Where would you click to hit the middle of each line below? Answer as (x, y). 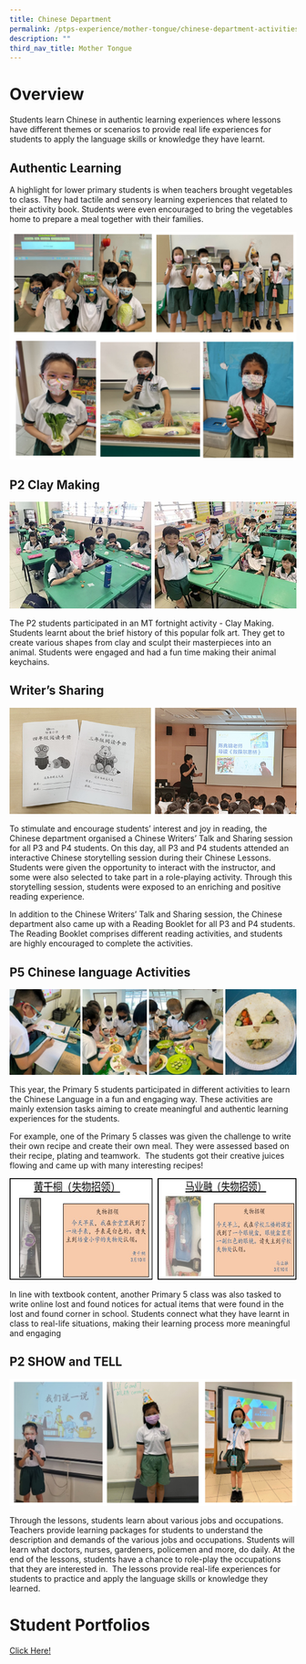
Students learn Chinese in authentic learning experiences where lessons (145, 120)
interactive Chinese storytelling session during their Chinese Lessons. (140, 858)
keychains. (30, 661)
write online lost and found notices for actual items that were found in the (147, 1304)
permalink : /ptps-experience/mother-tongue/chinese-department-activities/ (156, 29)
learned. (25, 1588)
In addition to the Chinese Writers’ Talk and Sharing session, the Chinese (146, 914)
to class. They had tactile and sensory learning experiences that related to (149, 200)
